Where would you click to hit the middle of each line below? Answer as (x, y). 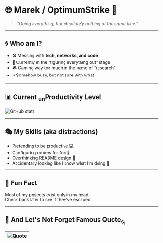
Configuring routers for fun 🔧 (41, 153)
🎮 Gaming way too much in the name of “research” (64, 68)
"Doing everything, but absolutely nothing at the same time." (77, 23)
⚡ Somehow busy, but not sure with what (53, 75)
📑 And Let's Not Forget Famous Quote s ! (65, 221)
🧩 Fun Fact (21, 183)
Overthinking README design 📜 (44, 158)
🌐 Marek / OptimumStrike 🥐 (61, 10)
